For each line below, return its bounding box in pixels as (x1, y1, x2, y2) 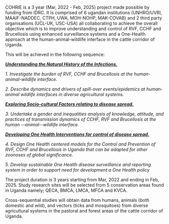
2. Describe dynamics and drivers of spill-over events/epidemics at (5, 86, 145, 92)
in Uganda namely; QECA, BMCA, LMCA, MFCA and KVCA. (5, 187, 128, 193)
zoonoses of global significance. (5, 152, 73, 158)
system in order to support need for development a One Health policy (5, 167, 150, 173)
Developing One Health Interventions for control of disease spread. (5, 131, 150, 137)
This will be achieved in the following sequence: (5, 51, 105, 57)
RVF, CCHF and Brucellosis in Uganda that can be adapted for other (5, 146, 148, 153)
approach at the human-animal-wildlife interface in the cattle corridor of (5, 36, 155, 42)
